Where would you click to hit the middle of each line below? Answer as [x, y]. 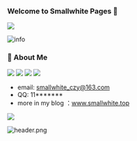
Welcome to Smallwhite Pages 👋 [63, 11]
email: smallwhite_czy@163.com [63, 87]
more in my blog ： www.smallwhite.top [73, 103]
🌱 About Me [27, 57]
